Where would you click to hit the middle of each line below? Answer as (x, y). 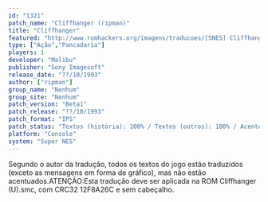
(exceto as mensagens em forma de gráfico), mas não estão (107, 173)
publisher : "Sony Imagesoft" (57, 68)
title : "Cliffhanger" (44, 30)
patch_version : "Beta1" (48, 104)
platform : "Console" (43, 134)
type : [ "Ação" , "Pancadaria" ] (57, 45)
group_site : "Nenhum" (44, 97)
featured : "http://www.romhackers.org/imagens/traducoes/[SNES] (117, 38)
